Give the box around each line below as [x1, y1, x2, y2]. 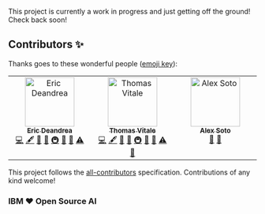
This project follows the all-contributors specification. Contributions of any [8, 167, 251, 177]
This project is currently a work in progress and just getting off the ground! [8, 7, 251, 16]
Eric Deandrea [27, 126, 73, 135]
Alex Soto [200, 126, 231, 135]
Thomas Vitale [109, 126, 156, 135]
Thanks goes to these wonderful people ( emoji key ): [8, 58, 178, 68]
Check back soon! [8, 15, 67, 24]
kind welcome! [8, 175, 56, 185]
